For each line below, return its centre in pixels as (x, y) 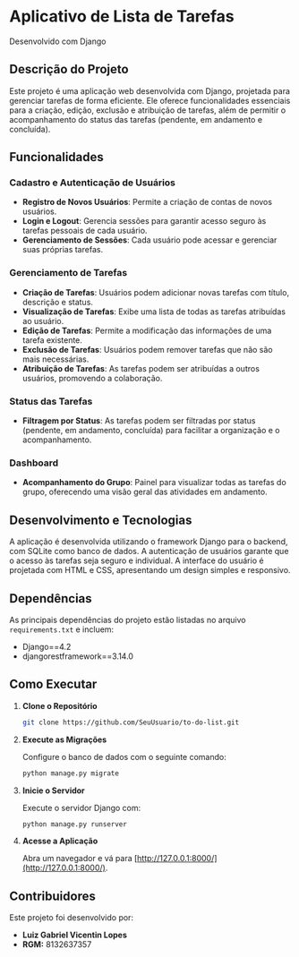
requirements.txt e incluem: (62, 629)
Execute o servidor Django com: (81, 807)
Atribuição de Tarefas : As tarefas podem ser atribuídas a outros (141, 368)
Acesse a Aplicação (60, 841)
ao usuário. (43, 320)
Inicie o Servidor (53, 790)
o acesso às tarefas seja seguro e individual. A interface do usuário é (137, 560)
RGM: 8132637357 (57, 944)
